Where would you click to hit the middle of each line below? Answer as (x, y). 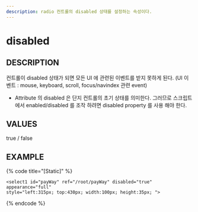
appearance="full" (29, 187)
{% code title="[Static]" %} (39, 171)
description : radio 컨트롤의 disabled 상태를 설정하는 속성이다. (79, 12)
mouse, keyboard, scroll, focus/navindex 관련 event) (84, 85)
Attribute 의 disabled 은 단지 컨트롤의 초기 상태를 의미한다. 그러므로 (93, 98)
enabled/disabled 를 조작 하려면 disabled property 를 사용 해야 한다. (106, 105)
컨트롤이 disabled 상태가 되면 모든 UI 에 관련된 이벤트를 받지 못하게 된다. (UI (94, 78)
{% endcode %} (26, 203)
